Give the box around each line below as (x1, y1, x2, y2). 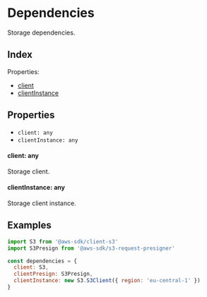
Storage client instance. (7, 199, 76, 207)
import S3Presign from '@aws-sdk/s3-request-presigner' (7, 245, 175, 252)
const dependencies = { (7, 257, 78, 265)
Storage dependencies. (7, 28, 76, 37)
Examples (7, 219, 52, 231)
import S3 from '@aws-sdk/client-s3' (7, 238, 119, 245)
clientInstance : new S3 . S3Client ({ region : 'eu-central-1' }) (13, 277, 201, 284)
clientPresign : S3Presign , (13, 270, 93, 278)
